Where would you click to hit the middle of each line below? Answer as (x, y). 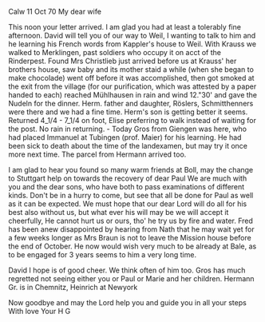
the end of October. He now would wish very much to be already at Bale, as (132, 246)
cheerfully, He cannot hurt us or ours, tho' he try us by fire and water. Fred (131, 221)
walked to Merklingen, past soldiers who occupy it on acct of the (115, 52)
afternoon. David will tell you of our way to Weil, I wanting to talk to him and (132, 36)
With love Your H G (40, 311)
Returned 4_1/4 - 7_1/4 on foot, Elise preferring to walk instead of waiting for (132, 120)
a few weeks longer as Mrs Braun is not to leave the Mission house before (130, 238)
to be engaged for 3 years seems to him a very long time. (103, 254)
